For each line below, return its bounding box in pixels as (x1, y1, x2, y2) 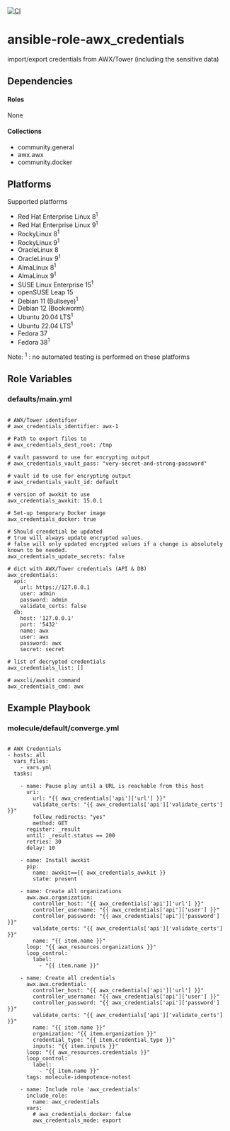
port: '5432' (20, 621, 59, 628)
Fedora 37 (17, 329, 48, 338)
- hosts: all (7, 752, 46, 759)
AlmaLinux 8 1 (17, 262, 57, 272)
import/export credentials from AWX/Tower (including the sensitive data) (7, 54, 219, 63)
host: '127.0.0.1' (20, 614, 74, 622)
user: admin (20, 590, 55, 597)
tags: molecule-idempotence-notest (25, 1074, 132, 1081)
